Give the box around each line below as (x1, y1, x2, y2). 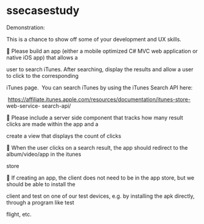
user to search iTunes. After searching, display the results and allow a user (6, 65, 194, 73)
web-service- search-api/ (6, 102, 71, 110)
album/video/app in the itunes (6, 150, 82, 158)
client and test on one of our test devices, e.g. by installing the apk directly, (6, 192, 195, 200)
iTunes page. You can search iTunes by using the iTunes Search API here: (6, 83, 193, 91)
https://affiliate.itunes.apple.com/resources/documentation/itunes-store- (7, 96, 191, 103)
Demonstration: (6, 24, 45, 31)
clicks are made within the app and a (6, 120, 99, 128)
